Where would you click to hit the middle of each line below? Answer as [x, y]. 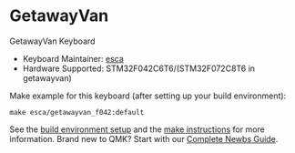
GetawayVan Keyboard [52, 41]
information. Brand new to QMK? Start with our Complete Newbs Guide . [144, 138]
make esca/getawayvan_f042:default [77, 112]
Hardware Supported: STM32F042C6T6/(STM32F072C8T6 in [139, 68]
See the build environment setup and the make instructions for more [137, 129]
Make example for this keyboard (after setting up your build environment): [148, 96]
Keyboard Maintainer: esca [73, 58]
